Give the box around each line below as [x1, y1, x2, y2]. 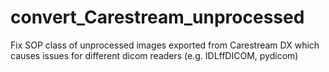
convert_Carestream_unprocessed [10, 6, 305, 29]
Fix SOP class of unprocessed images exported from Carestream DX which [10, 39, 320, 51]
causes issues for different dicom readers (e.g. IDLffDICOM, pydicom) [10, 49, 299, 61]
